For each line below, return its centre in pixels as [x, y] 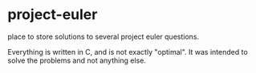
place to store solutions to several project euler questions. [104, 36]
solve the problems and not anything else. [77, 60]
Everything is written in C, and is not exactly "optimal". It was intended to [128, 52]
